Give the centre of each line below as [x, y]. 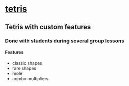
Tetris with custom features [48, 27]
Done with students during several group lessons [65, 41]
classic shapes [27, 63]
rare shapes [24, 68]
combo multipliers [30, 78]
